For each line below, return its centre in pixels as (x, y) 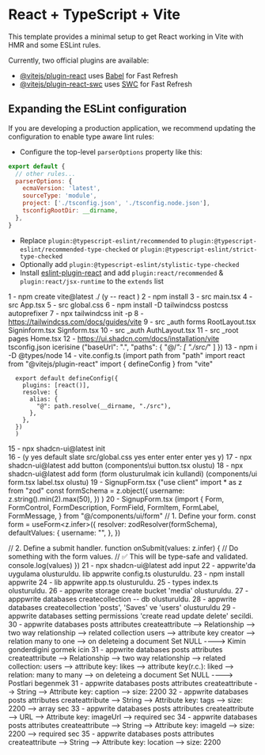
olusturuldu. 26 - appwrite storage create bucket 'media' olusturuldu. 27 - (129, 590)
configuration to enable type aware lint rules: (81, 136)
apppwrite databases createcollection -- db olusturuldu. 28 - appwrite (123, 599)
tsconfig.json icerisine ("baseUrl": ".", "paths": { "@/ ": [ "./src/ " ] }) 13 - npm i (133, 347)
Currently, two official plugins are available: (79, 60)
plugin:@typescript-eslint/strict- (199, 250)
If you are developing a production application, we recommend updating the (132, 128)
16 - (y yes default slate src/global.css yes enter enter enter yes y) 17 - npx (130, 456)
